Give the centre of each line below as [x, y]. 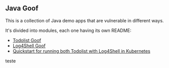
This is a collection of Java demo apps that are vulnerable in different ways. [84, 20]
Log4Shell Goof [29, 46]
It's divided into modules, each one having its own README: [68, 30]
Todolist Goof [27, 40]
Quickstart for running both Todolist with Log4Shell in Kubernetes [81, 51]
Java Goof [22, 8]
